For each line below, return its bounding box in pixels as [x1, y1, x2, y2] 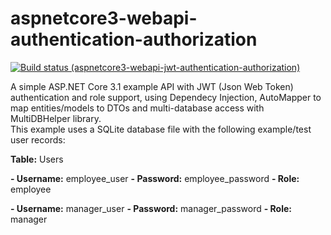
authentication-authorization [10, 28, 258, 51]
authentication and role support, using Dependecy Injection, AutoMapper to [10, 91, 322, 103]
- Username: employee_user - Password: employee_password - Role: [10, 172, 300, 184]
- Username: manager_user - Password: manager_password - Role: [10, 202, 292, 214]
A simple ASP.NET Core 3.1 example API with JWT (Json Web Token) [10, 80, 294, 92]
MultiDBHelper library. [10, 112, 102, 124]
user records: [10, 133, 66, 146]
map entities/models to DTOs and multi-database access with [10, 102, 265, 114]
